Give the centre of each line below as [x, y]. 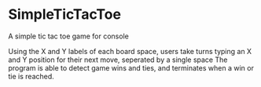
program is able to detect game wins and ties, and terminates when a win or [131, 67]
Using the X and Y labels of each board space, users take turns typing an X [130, 51]
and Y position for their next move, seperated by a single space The [118, 60]
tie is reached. [31, 76]
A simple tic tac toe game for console [69, 36]
